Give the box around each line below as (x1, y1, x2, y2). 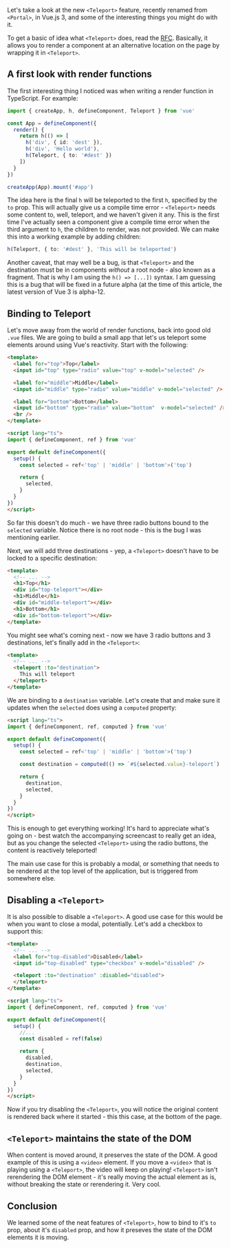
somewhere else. (7, 874, 56, 883)
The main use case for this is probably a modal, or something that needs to (7, 860, 220, 868)
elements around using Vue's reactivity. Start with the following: (7, 341, 188, 349)
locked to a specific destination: (7, 554, 98, 562)
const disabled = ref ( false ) (19, 1036, 103, 1043)
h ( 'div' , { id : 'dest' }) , (25, 139, 103, 146)
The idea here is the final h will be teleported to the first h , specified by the (7, 196, 218, 204)
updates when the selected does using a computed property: (7, 703, 177, 712)
